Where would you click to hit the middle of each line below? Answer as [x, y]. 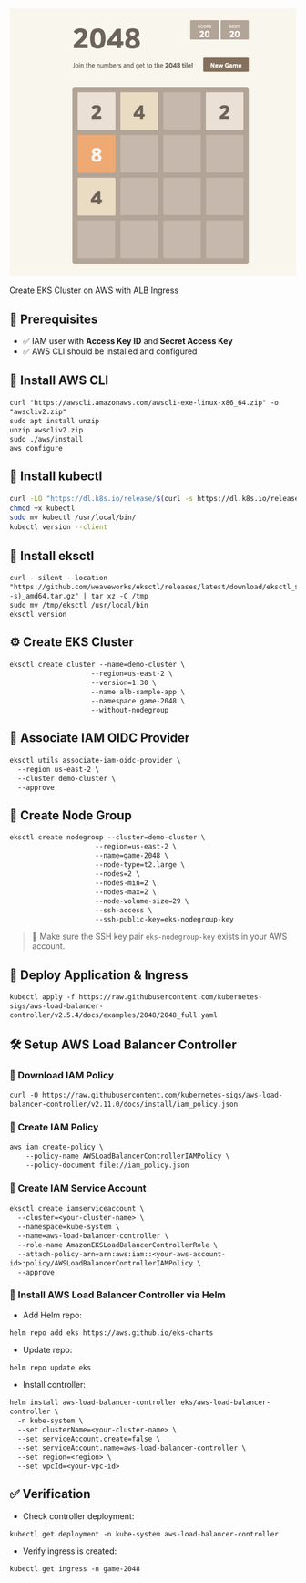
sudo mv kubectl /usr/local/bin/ [73, 518]
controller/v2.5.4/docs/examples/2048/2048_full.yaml [114, 1015]
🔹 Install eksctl [52, 556]
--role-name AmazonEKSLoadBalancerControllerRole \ [118, 1245]
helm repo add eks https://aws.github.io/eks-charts [112, 1333]
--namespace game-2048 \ [138, 701]
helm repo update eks [51, 1368]
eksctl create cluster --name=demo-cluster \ [97, 664]
